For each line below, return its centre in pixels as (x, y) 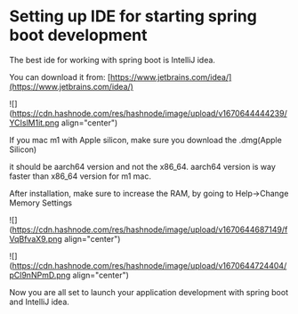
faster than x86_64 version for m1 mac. (81, 176)
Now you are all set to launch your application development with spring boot (149, 292)
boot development (78, 35)
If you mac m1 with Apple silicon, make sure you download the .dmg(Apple (145, 140)
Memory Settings (41, 203)
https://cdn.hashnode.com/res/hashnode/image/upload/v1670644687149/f (150, 229)
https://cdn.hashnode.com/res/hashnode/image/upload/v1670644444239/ (149, 113)
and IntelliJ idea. (39, 302)
